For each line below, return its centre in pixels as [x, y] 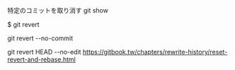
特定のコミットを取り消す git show [58, 10]
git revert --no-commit [40, 38]
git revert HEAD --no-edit [44, 52]
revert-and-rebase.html [41, 59]
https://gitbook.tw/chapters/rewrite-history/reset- [155, 52]
